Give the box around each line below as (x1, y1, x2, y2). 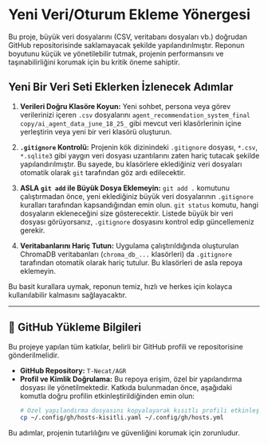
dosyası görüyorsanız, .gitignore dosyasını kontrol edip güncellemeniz (19, 217, 254, 226)
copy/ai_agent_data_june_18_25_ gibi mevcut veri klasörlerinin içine (19, 118, 242, 128)
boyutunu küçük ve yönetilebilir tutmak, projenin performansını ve (8, 49, 224, 58)
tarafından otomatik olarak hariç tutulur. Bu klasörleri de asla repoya (19, 257, 243, 267)
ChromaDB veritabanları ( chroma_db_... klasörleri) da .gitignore (19, 249, 233, 259)
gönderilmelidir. (8, 350, 60, 360)
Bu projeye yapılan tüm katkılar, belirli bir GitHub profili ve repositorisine (8, 342, 243, 351)
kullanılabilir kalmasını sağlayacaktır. (8, 290, 128, 299)
